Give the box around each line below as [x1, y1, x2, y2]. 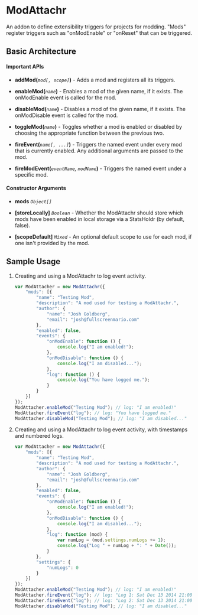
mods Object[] [14, 197, 52, 204]
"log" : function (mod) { [46, 532, 108, 538]
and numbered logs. [14, 432, 64, 440]
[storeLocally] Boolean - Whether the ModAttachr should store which [14, 209, 184, 216]
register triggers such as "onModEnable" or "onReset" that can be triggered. [6, 29, 193, 36]
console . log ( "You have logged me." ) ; [57, 377, 150, 383]
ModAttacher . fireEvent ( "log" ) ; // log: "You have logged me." [14, 410, 171, 416]
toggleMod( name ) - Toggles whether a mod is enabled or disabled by [14, 123, 182, 130]
